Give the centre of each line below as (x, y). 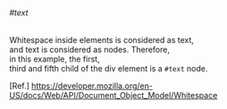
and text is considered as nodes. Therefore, (89, 50)
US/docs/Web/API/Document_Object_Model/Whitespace (113, 96)
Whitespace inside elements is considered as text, (102, 40)
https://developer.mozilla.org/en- (92, 86)
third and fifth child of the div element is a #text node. (109, 69)
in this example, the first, (55, 59)
